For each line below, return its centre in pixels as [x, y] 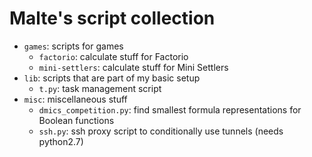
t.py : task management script [100, 88]
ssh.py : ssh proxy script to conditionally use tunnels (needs [161, 131]
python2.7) [61, 141]
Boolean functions [76, 120]
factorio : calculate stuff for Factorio [113, 56]
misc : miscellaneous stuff [75, 99]
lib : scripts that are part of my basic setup [112, 78]
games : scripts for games [73, 46]
